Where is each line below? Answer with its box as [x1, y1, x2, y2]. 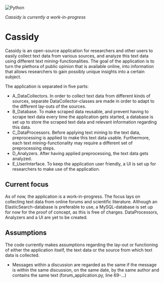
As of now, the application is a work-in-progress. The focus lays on [5, 193, 141, 199]
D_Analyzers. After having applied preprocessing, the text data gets [12, 150, 148, 156]
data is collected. [5, 252, 40, 258]
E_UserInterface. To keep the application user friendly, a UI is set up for [12, 160, 157, 167]
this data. [12, 124, 31, 130]
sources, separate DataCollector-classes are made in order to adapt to [12, 98, 155, 104]
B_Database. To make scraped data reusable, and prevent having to [12, 108, 149, 114]
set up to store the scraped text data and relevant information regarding [12, 119, 157, 125]
